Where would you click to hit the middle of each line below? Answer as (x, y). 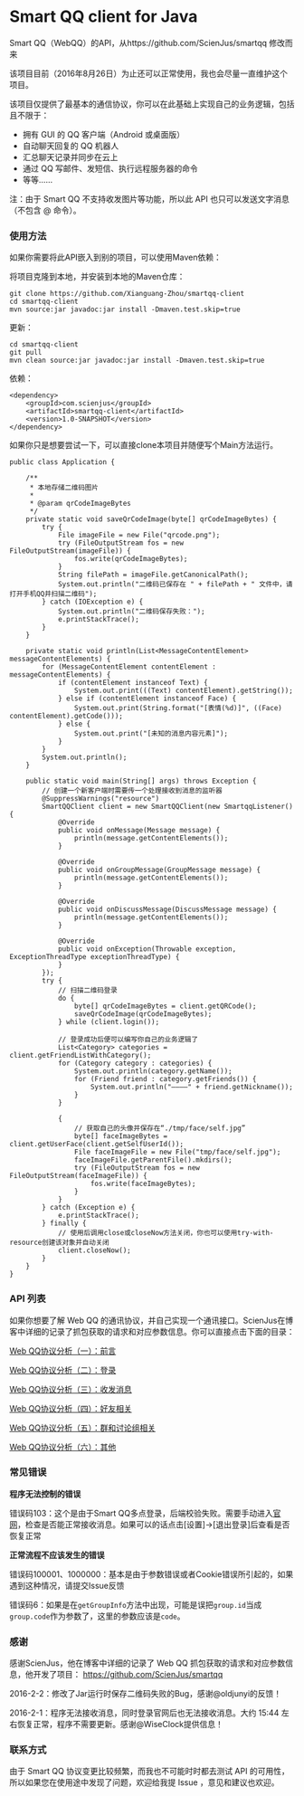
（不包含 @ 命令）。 (45, 210)
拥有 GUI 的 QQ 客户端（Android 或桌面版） (104, 134)
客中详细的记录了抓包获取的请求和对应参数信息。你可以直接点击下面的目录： (152, 1331)
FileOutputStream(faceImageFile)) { (78, 1176)
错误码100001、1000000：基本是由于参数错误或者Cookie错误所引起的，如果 (152, 1574)
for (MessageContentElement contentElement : (129, 667)
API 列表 (28, 1298)
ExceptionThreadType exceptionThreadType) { (95, 957)
